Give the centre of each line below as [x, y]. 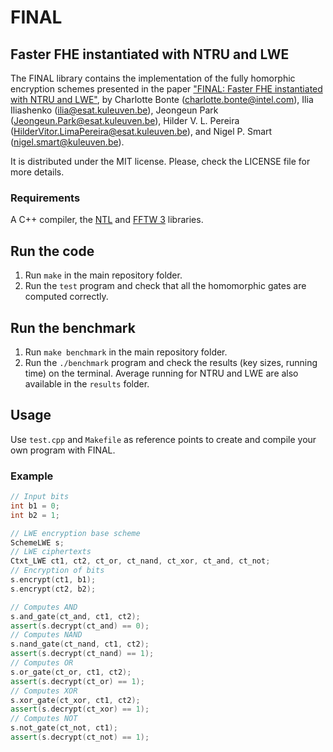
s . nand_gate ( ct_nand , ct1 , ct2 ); [80, 644]
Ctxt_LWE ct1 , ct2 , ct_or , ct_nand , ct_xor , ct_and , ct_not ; [140, 561]
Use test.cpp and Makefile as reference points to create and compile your [163, 439]
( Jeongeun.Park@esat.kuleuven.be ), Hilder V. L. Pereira [125, 120]
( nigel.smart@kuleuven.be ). [67, 142]
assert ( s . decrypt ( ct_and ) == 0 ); [80, 626]
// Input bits [40, 497]
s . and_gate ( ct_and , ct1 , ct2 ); [75, 616]
